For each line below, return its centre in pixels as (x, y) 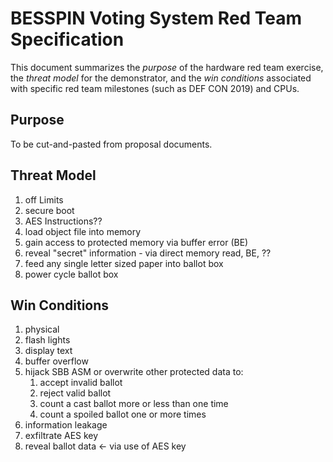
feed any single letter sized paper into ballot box (124, 263)
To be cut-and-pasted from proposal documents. (111, 144)
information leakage (66, 425)
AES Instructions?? (63, 221)
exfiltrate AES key (61, 436)
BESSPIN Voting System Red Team (156, 18)
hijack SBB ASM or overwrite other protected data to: (134, 372)
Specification (67, 39)
